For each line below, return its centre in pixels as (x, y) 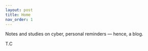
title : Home (18, 15)
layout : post (19, 10)
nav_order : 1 (19, 19)
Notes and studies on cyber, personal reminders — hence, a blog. (74, 34)
